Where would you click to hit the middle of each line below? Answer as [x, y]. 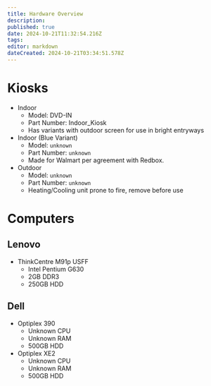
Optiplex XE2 [36, 353]
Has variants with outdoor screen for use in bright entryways [116, 130]
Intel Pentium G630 [56, 269]
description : [26, 20]
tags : [15, 40]
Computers [41, 219]
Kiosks [28, 88]
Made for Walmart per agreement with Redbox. [96, 160]
